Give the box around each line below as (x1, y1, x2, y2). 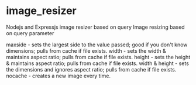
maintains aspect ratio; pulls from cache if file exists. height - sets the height (6, 53, 191, 60)
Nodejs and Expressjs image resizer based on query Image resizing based (6, 23, 185, 30)
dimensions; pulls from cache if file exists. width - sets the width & (6, 47, 166, 54)
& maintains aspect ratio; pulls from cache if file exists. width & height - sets (6, 60, 189, 67)
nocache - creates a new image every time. (6, 72, 111, 79)
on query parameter (6, 29, 54, 36)
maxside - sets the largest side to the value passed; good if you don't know (6, 41, 188, 48)
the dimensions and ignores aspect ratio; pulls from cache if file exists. (6, 66, 177, 73)
